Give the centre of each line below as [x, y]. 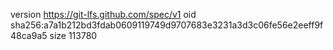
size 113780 [73, 35]
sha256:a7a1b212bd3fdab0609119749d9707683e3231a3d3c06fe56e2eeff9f [167, 25]
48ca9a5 [29, 35]
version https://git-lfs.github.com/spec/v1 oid [103, 14]
